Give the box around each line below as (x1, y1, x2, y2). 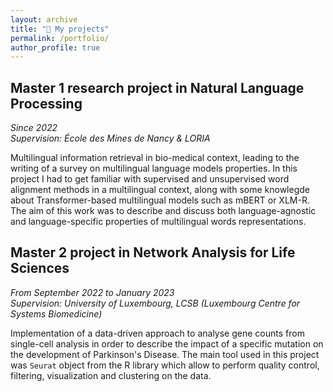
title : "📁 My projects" (10, 24, 110, 34)
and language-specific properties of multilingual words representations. (10, 216, 307, 228)
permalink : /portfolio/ (10, 33, 110, 43)
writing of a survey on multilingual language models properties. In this (10, 162, 298, 175)
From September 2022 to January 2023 (10, 286, 175, 298)
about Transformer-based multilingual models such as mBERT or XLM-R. (10, 194, 310, 206)
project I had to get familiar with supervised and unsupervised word (10, 173, 290, 185)
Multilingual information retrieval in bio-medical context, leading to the (10, 152, 300, 164)
